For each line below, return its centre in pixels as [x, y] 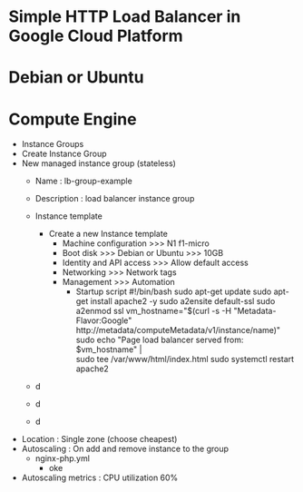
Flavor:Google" [104, 320]
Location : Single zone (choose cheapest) [99, 439]
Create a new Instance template [108, 234]
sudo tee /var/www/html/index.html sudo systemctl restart [185, 359]
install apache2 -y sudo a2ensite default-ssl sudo [183, 301]
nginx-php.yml [62, 458]
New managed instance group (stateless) [98, 163]
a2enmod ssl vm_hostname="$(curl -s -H [154, 311]
